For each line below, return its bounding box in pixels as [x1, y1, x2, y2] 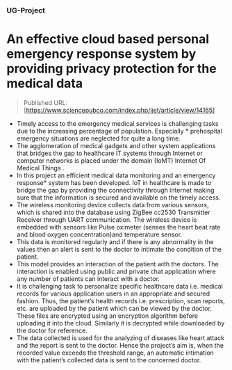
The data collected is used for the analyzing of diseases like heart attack [16, 333, 225, 342]
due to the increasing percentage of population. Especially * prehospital [16, 127, 223, 135]
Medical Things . [16, 163, 65, 172]
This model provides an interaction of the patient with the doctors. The [16, 259, 219, 268]
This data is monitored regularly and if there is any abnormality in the [16, 237, 214, 246]
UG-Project [6, 6, 46, 15]
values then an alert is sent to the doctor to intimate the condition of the [16, 245, 222, 253]
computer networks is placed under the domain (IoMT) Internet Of [16, 156, 206, 165]
